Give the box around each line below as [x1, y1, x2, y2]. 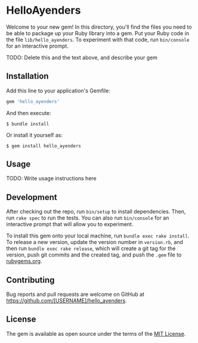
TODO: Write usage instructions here [6, 175, 97, 182]
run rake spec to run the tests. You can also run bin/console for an [6, 214, 169, 221]
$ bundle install [6, 120, 49, 127]
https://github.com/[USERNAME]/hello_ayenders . [6, 297, 127, 304]
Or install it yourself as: [6, 131, 63, 138]
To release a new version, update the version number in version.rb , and [6, 239, 184, 246]
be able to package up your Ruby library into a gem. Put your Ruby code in [6, 29, 190, 36]
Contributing [6, 275, 55, 285]
